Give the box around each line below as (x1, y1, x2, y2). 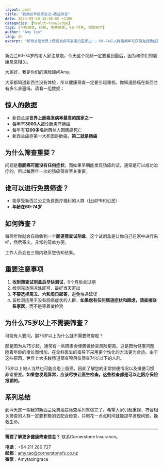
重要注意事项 (5, 265, 44, 273)
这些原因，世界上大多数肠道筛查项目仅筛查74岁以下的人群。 (5, 355, 125, 361)
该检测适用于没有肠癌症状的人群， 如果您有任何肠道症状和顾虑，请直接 (12, 297, 153, 303)
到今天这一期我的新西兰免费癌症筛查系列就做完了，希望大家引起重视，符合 (5, 407, 154, 413)
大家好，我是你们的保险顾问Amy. (5, 69, 71, 75)
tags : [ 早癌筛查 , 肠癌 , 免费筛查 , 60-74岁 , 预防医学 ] (5, 25, 105, 30)
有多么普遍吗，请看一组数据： (5, 85, 65, 91)
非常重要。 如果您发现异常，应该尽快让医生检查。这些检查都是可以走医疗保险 (5, 371, 158, 377)
